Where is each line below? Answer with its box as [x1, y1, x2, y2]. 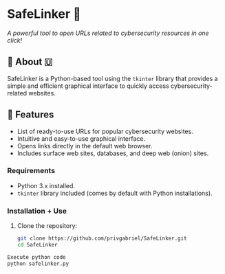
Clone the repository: [17, 222, 78, 230]
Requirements [7, 166, 56, 176]
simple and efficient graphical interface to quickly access [7, 82, 170, 90]
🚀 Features [7, 109, 54, 121]
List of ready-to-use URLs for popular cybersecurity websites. [17, 127, 194, 135]
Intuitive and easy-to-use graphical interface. [17, 134, 146, 143]
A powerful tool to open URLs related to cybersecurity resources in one [7, 29, 209, 37]
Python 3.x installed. [17, 181, 76, 190]
